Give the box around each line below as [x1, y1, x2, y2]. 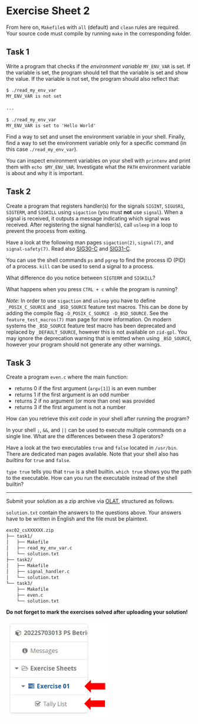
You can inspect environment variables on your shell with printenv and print [6, 157, 191, 164]
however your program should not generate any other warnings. [6, 341, 162, 348]
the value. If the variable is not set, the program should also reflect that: [6, 75, 180, 82]
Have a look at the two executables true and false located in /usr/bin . [6, 444, 178, 452]
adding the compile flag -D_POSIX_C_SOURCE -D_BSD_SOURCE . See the [6, 310, 169, 317]
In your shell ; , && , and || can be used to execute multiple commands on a [6, 426, 187, 434]
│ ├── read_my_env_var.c [6, 545, 72, 551]
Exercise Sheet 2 [6, 4, 90, 18]
